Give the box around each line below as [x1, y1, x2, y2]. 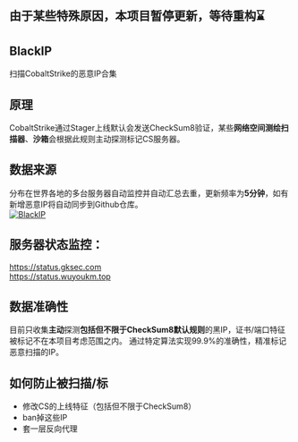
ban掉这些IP [21, 412, 68, 423]
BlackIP [9, 43, 52, 58]
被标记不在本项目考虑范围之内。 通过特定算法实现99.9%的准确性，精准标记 [9, 336, 287, 346]
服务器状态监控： [9, 237, 104, 252]
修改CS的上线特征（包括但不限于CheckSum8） [21, 401, 197, 412]
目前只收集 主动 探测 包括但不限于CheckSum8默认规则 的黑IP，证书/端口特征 [9, 325, 286, 336]
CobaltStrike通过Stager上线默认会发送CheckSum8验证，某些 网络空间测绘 [9, 123, 282, 133]
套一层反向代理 [21, 423, 78, 434]
